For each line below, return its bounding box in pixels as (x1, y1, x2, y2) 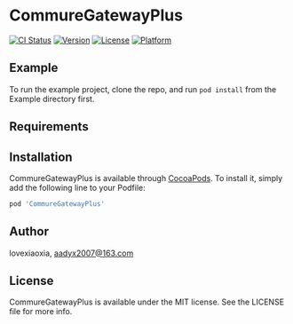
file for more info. (9, 306, 73, 317)
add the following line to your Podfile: (9, 182, 146, 193)
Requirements (9, 119, 89, 134)
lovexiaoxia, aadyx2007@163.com (9, 248, 134, 258)
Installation (9, 149, 73, 164)
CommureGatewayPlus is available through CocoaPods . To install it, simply (9, 172, 283, 183)
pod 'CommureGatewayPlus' (9, 199, 105, 209)
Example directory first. (9, 93, 95, 104)
